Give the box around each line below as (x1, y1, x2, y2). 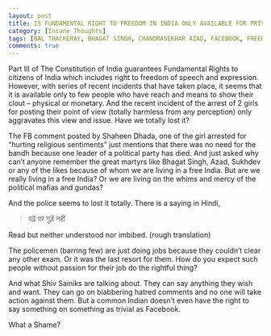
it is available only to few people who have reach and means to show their (8, 90, 254, 99)
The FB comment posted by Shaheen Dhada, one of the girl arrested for (8, 131, 248, 141)
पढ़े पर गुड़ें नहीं (27, 214, 66, 224)
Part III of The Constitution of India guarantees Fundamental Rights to (8, 64, 239, 73)
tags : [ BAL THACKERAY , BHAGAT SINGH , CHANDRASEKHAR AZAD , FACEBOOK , (8, 34, 244, 43)
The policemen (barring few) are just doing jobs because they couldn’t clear (8, 246, 261, 255)
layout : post (8, 11, 52, 20)
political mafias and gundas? (8, 183, 103, 192)
